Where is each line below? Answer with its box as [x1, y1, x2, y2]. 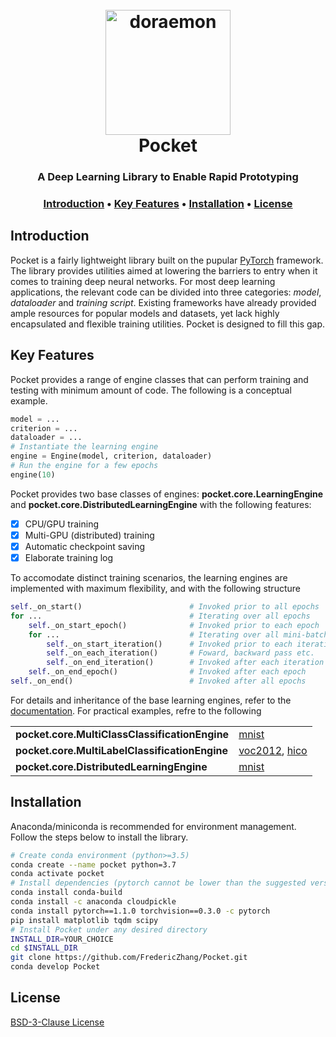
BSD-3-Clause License [10, 1016, 105, 1028]
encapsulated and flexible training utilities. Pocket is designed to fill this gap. [10, 318, 326, 330]
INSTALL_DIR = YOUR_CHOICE [10, 934, 114, 944]
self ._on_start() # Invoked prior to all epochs [10, 602, 320, 612]
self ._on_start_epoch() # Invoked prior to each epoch [28, 620, 320, 630]
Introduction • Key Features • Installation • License [43, 197, 293, 211]
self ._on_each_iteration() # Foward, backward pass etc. [46, 648, 315, 658]
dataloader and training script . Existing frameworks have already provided [10, 296, 317, 308]
